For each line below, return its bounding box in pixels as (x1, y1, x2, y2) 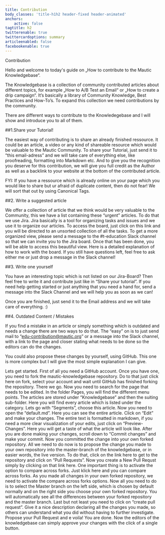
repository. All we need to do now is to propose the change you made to (5, 441, 152, 447)
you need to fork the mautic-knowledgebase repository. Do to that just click (5, 373, 159, 379)
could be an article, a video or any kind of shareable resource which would (5, 141, 157, 148)
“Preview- (123, 420, 143, 426)
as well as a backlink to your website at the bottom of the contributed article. (5, 168, 161, 174)
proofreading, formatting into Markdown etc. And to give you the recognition (5, 157, 160, 163)
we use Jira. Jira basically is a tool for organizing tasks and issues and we (5, 217, 155, 223)
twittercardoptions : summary (5, 35, 65, 40)
